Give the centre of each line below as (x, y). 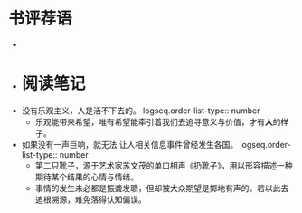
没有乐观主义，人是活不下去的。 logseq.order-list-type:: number (141, 111)
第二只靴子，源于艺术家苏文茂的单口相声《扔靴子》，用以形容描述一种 (164, 165)
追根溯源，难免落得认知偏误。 (90, 199)
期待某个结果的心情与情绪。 (87, 177)
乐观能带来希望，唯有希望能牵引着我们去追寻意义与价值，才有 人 (154, 121)
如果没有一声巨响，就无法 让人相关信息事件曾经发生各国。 (130, 144)
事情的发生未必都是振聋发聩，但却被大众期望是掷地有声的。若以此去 (162, 188)
